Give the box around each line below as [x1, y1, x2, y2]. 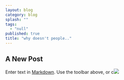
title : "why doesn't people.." [5, 36, 72, 41]
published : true [5, 31, 40, 36]
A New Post [5, 55, 43, 64]
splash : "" [5, 17, 29, 22]
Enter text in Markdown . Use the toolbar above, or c [5, 69, 114, 75]
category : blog [5, 12, 38, 17]
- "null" [10, 26, 29, 32]
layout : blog [5, 7, 33, 13]
